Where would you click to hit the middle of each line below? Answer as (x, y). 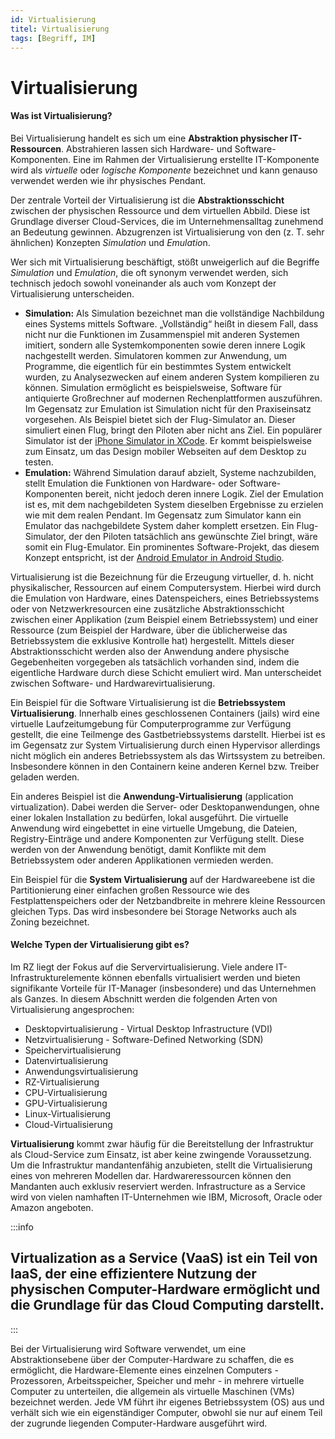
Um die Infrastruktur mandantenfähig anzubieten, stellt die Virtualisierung (161, 1165)
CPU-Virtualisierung (66, 1092)
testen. (39, 462)
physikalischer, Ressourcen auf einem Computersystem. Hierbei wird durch (166, 587)
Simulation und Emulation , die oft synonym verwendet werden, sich (149, 272)
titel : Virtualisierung (60, 29)
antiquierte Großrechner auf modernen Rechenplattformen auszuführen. (173, 398)
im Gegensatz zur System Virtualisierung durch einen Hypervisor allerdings (165, 745)
